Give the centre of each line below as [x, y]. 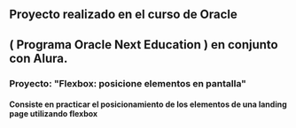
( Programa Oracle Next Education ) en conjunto [144, 45]
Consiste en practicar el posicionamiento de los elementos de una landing [148, 104]
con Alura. [39, 58]
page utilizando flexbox [54, 114]
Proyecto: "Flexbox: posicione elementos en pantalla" [128, 83]
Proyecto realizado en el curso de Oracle [123, 15]
